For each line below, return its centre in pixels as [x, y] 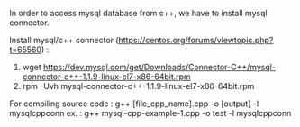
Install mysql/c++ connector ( [64, 40]
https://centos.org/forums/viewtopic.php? [196, 40]
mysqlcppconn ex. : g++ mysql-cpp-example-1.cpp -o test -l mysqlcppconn [150, 113]
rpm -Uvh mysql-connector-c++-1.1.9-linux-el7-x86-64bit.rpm [138, 86]
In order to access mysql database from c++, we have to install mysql [138, 13]
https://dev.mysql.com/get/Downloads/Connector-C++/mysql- [160, 67]
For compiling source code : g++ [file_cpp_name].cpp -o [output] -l [134, 104]
